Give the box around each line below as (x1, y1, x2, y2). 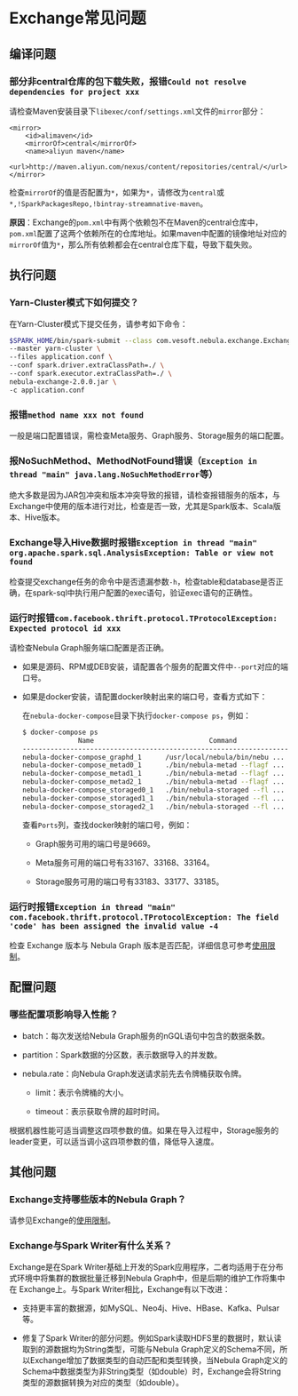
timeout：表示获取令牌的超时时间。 (35, 1105, 165, 1116)
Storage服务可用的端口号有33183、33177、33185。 (35, 876, 224, 887)
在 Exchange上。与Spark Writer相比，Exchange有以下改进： (9, 1283, 231, 1294)
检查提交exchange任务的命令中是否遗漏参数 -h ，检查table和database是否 (9, 576, 277, 586)
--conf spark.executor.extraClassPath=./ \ (9, 370, 173, 379)
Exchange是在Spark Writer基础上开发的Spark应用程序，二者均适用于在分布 (9, 1261, 284, 1272)
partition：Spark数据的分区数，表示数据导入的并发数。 (21, 1049, 223, 1060)
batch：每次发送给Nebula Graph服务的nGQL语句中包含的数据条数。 (21, 1030, 271, 1041)
